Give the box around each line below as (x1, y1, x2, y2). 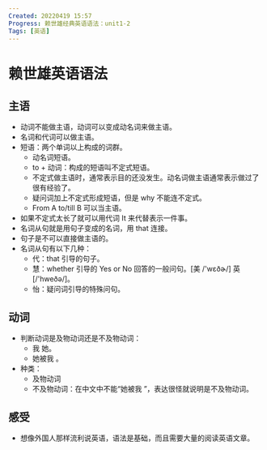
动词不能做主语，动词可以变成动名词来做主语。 (19, 122, 176, 132)
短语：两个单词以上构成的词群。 (19, 143, 127, 152)
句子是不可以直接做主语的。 (19, 234, 113, 243)
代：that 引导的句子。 (32, 254, 104, 264)
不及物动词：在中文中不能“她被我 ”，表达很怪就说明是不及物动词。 (32, 384, 253, 394)
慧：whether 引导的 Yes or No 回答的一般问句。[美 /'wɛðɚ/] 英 (32, 264, 241, 274)
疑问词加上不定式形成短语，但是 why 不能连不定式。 (32, 193, 206, 203)
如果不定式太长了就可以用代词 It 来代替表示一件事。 (19, 213, 193, 223)
